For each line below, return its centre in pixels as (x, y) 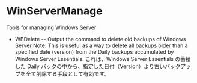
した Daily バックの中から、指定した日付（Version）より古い (90, 66)
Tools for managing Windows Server (51, 27)
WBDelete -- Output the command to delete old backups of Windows (100, 39)
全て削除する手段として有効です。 (67, 73)
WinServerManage (55, 11)
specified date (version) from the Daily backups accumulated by (94, 51)
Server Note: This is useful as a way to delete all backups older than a (101, 45)
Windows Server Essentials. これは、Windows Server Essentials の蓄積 (103, 59)
